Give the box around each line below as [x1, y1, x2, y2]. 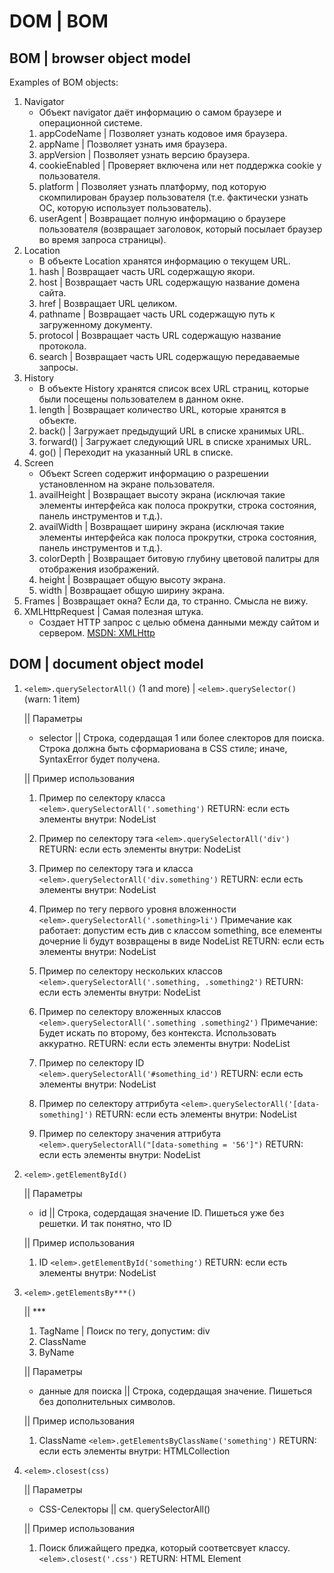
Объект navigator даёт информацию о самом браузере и [38, 106, 282, 118]
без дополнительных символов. [38, 1395, 176, 1407]
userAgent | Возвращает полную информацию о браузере [38, 213, 286, 224]
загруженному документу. [38, 319, 153, 330]
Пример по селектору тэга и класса [38, 862, 194, 874]
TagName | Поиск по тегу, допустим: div [38, 1325, 211, 1337]
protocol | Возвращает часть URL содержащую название [38, 330, 282, 341]
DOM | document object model [9, 656, 204, 673]
